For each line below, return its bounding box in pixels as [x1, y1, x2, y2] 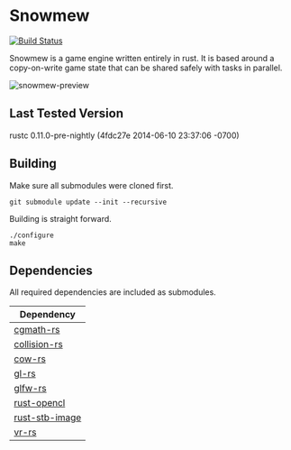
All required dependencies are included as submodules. [9, 287, 216, 298]
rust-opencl [14, 397, 66, 409]
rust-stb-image [14, 411, 82, 424]
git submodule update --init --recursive [9, 197, 168, 207]
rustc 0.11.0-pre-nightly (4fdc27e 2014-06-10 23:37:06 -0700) [9, 130, 241, 141]
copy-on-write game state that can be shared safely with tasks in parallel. [9, 62, 283, 73]
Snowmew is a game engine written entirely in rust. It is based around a [9, 52, 275, 63]
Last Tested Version [9, 106, 124, 122]
